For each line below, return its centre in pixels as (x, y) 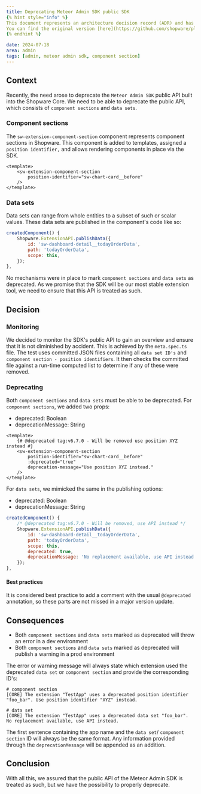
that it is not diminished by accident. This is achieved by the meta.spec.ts (97, 346)
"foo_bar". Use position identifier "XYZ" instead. (72, 700)
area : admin (21, 51)
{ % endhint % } (24, 34)
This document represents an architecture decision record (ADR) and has (100, 23)
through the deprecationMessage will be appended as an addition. (86, 745)
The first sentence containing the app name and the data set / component (95, 732)
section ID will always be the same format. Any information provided (91, 739)
